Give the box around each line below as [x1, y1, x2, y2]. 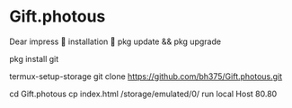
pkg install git [9, 53, 59, 64]
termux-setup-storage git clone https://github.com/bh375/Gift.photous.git [9, 70, 283, 82]
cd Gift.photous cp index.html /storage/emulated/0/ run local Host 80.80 [9, 88, 278, 99]
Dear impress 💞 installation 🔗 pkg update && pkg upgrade [9, 36, 222, 47]
